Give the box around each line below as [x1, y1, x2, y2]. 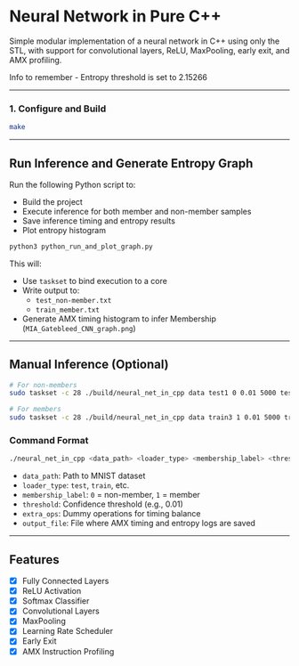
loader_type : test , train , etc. [21, 480, 130, 491]
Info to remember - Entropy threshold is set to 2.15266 [9, 71, 207, 82]
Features [9, 552, 60, 567]
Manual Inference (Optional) [9, 357, 169, 372]
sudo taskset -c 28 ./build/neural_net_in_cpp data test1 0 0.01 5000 [9, 389, 277, 398]
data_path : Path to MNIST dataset [21, 470, 146, 482]
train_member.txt [35, 305, 101, 314]
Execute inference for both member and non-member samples [21, 206, 252, 216]
